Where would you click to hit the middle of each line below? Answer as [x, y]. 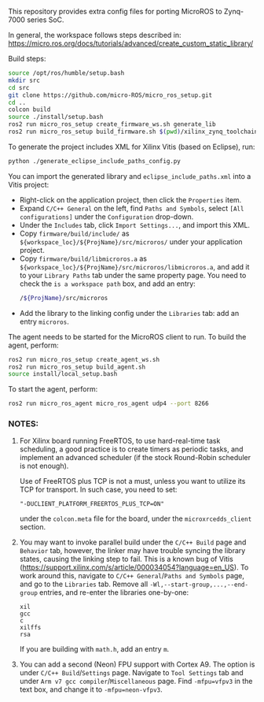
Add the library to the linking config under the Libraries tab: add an [129, 313]
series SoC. [46, 20]
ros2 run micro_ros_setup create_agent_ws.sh [84, 359]
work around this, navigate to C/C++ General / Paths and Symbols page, [132, 576]
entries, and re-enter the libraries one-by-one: [114, 592]
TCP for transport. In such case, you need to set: [98, 490]
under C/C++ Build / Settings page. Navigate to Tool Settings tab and [131, 673]
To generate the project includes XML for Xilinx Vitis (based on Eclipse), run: [132, 147]
